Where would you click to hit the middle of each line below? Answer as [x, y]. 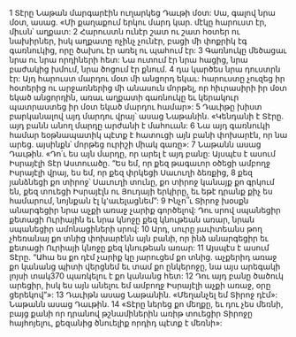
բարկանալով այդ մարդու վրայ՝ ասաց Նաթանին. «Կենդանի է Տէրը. [147, 116]
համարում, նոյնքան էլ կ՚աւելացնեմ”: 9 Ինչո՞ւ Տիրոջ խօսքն [129, 201]
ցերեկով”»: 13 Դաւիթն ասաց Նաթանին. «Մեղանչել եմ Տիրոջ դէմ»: [144, 295]
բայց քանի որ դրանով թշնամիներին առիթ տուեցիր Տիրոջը [131, 314]
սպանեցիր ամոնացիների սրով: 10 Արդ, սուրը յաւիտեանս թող [136, 229]
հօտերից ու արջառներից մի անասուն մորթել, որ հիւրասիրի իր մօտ [148, 88]
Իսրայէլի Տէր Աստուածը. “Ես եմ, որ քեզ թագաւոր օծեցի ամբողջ [140, 163]
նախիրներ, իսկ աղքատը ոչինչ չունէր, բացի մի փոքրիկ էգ [128, 41]
